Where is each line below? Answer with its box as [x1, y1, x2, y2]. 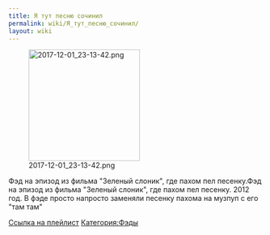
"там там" [8, 202, 43, 211]
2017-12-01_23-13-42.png [28, 160, 116, 170]
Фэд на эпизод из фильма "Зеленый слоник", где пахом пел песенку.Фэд [8, 176, 262, 186]
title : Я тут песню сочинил [8, 11, 103, 20]
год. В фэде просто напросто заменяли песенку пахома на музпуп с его [8, 194, 259, 203]
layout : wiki [8, 27, 53, 35]
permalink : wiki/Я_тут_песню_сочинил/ [8, 19, 139, 28]
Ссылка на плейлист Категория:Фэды [8, 218, 139, 228]
